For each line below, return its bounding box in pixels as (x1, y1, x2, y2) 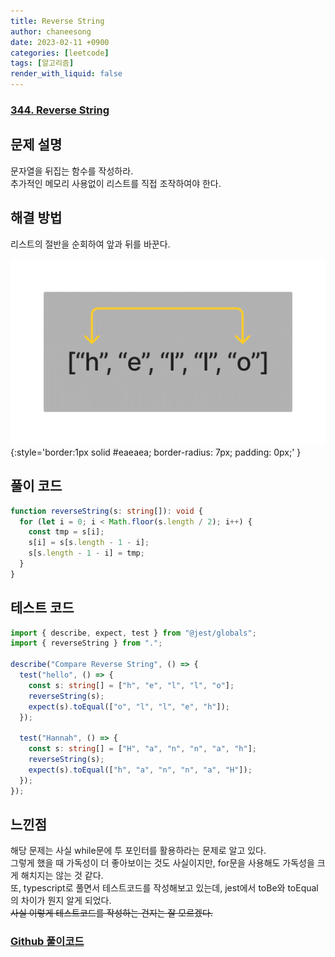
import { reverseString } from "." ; (10, 638, 163, 649)
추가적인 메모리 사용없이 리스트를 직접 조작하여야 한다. (10, 177, 222, 189)
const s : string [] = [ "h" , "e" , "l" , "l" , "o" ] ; (28, 680, 235, 690)
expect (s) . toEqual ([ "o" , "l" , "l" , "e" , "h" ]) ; (28, 701, 230, 712)
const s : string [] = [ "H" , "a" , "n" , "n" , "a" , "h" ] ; (28, 744, 258, 754)
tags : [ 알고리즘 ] (10, 58, 75, 69)
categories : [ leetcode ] (10, 48, 110, 58)
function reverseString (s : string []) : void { (10, 506, 203, 516)
